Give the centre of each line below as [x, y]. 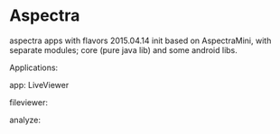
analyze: [25, 120]
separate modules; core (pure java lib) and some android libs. [123, 49]
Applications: [34, 67]
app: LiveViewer [39, 85]
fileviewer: [28, 102]
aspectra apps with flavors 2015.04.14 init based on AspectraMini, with [140, 40]
